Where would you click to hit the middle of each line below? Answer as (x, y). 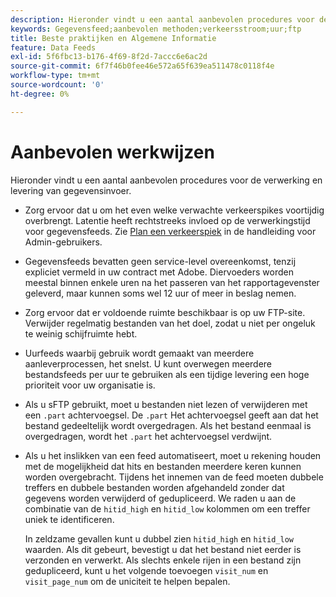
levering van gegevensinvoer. (71, 190)
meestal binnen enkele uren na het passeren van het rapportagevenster (172, 282)
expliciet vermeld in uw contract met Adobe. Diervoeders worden (159, 272)
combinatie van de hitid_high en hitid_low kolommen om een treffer (167, 508)
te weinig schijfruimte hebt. (81, 333)
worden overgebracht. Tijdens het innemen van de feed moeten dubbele (174, 477)
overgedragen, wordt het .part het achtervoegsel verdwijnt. (148, 436)
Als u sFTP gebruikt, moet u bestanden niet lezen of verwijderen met (166, 404)
